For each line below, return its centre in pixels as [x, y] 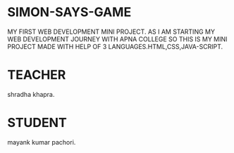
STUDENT [37, 123]
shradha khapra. [31, 94]
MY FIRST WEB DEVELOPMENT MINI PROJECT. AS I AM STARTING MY [111, 32]
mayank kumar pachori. [42, 142]
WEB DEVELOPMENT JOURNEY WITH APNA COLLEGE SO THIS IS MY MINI [117, 39]
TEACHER [37, 75]
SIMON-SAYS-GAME [69, 12]
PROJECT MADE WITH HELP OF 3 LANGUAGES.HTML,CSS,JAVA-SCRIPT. [115, 46]
